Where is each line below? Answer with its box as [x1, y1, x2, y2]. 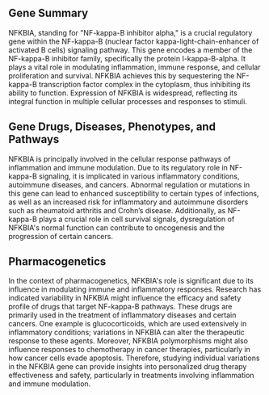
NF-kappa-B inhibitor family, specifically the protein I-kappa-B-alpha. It [8, 53, 246, 63]
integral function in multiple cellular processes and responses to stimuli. [8, 96, 248, 106]
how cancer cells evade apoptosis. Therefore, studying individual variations [8, 353, 260, 363]
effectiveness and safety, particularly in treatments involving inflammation [8, 371, 254, 380]
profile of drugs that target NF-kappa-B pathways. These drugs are [8, 302, 233, 312]
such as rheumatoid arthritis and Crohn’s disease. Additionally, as [8, 205, 226, 215]
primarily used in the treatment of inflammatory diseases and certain [8, 310, 237, 320]
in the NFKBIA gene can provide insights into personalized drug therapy [8, 362, 247, 372]
